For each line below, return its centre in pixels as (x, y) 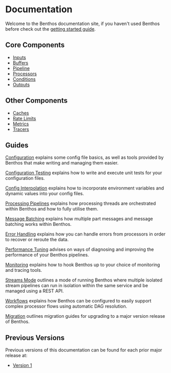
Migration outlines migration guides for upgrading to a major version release (85, 316)
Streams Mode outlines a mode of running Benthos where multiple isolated (84, 280)
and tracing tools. (24, 270)
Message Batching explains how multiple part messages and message (79, 219)
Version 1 (22, 365)
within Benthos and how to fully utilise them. (52, 209)
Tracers (21, 129)
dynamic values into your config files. (45, 194)
